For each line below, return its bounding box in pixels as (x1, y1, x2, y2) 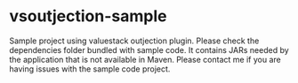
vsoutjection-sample (9, 6, 167, 26)
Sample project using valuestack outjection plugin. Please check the (9, 35, 260, 46)
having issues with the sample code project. (9, 64, 171, 74)
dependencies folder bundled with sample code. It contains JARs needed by (9, 44, 289, 55)
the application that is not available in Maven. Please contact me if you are (9, 54, 282, 64)
